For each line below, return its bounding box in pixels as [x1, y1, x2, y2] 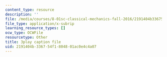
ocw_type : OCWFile [5, 30, 43, 35]
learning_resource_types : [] [5, 26, 66, 31]
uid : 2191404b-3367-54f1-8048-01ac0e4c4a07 [5, 44, 97, 49]
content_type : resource [5, 7, 55, 12]
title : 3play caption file [5, 40, 61, 45]
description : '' [5, 12, 39, 17]
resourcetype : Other [5, 35, 48, 40]
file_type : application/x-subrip [5, 21, 75, 26]
